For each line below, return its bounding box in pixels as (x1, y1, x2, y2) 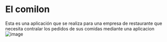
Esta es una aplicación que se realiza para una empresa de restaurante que (5, 20, 162, 26)
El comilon (5, 4, 50, 15)
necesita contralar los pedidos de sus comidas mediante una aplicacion (5, 25, 154, 31)
